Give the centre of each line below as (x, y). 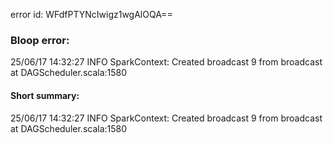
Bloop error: (40, 40)
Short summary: (45, 95)
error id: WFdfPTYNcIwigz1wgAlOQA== (91, 14)
